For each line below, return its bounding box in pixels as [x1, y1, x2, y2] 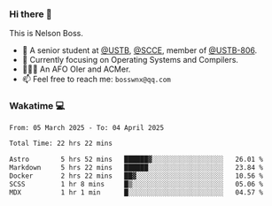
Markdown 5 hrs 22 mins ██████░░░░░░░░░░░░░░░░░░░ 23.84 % [9, 164, 264, 172]
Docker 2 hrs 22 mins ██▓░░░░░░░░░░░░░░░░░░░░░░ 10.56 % [9, 172, 264, 180]
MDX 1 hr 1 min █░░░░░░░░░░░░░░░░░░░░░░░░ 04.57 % [9, 187, 264, 197]
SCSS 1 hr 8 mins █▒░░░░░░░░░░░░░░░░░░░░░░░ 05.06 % [9, 179, 264, 188]
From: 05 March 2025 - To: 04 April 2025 [9, 123, 165, 132]
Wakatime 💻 [9, 100, 66, 112]
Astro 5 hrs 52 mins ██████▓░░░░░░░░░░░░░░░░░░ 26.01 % [9, 155, 264, 164]
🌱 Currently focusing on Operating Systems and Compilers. [21, 55, 239, 65]
